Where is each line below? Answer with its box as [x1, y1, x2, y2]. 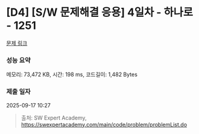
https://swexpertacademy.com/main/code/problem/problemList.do [21, 121, 188, 128]
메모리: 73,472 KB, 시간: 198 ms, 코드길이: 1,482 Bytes [6, 71, 137, 78]
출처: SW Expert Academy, [21, 114, 87, 121]
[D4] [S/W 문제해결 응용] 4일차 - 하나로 [6, 5, 194, 19]
